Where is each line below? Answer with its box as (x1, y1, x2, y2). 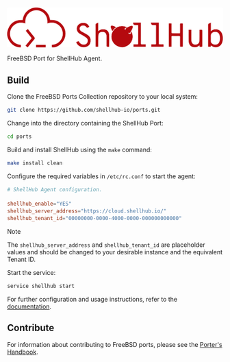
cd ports (7, 133, 32, 140)
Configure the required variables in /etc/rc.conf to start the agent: (7, 172, 196, 180)
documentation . (7, 302, 52, 311)
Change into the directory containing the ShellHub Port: (7, 119, 164, 127)
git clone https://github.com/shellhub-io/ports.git (7, 106, 161, 113)
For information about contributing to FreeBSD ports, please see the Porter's (7, 340, 222, 348)
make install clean (7, 159, 63, 167)
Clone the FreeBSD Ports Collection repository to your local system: (7, 92, 199, 100)
